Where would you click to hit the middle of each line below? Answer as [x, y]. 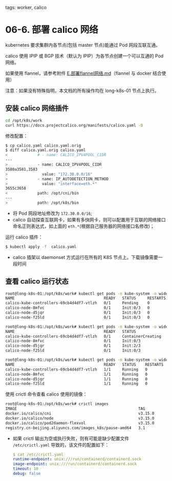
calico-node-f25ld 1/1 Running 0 [76, 384]
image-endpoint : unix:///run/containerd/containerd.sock [75, 464]
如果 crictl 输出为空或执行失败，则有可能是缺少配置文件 [71, 438]
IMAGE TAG [75, 409]
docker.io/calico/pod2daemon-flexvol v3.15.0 [80, 423]
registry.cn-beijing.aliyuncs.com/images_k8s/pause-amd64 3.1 [75, 428]
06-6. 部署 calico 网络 [52, 30]
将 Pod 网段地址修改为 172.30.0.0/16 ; [52, 213]
